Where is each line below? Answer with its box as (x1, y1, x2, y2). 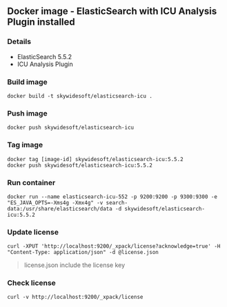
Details (7, 37, 32, 47)
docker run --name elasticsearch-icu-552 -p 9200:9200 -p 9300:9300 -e (7, 193, 217, 200)
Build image (7, 77, 48, 87)
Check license (7, 278, 57, 288)
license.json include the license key (23, 261, 126, 269)
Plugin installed (7, 17, 76, 28)
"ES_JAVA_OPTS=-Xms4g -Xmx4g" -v (7, 199, 103, 206)
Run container (7, 178, 56, 187)
